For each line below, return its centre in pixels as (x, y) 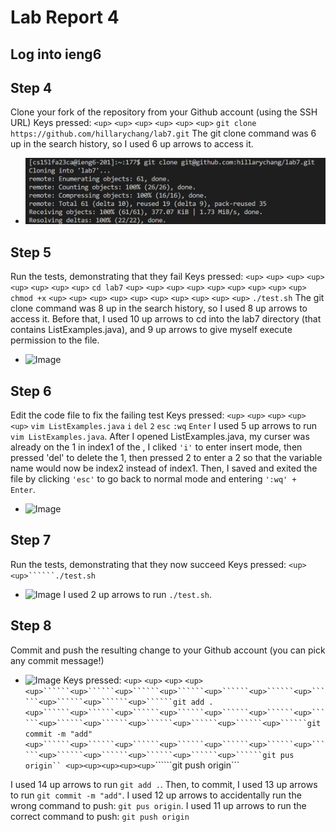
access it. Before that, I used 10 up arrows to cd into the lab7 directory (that (166, 319)
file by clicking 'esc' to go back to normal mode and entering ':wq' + (153, 478)
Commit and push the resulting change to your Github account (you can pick (168, 650)
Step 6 (31, 391)
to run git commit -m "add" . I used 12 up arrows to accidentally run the (156, 795)
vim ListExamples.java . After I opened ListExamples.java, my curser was (160, 436)
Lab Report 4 (65, 17)
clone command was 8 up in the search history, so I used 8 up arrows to (159, 308)
